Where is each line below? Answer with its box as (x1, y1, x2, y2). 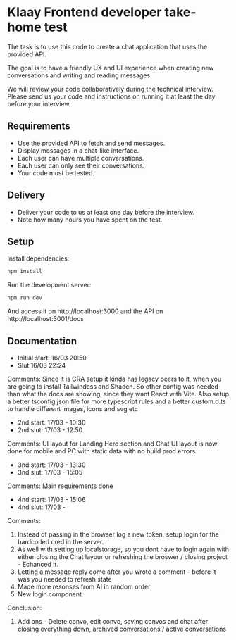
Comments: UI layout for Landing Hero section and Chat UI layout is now (7, 439, 218, 448)
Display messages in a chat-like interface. (17, 146, 139, 155)
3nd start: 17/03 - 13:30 (17, 460, 86, 469)
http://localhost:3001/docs (7, 315, 85, 323)
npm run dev (7, 294, 42, 301)
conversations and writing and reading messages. (7, 71, 153, 80)
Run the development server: (7, 281, 92, 289)
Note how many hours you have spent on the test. (17, 215, 163, 224)
